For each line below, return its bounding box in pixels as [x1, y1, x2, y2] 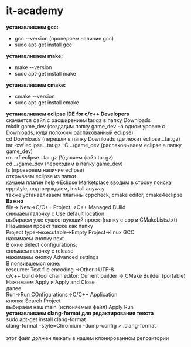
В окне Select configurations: [6, 241, 77, 248]
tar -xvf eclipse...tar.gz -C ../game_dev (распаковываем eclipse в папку [6, 141, 182, 148]
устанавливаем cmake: [6, 81, 66, 89]
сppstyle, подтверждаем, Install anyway [6, 185, 105, 192]
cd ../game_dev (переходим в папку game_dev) [6, 160, 123, 167]
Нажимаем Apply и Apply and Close [6, 278, 95, 285]
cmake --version [14, 93, 55, 100]
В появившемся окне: [6, 260, 61, 267]
